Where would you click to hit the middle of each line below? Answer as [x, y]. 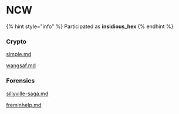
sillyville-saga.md [27, 94]
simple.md [19, 54]
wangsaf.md [21, 65]
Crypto [16, 42]
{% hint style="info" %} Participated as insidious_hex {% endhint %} [90, 26]
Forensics [21, 81]
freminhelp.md [24, 105]
